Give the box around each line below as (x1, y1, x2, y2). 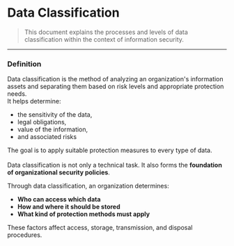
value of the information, (17, 125, 88, 133)
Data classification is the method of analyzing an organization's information (7, 75, 224, 83)
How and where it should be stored (17, 203, 120, 211)
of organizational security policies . (7, 168, 110, 177)
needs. (7, 90, 27, 98)
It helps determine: (7, 97, 61, 106)
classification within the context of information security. (24, 35, 185, 43)
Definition (7, 59, 42, 69)
